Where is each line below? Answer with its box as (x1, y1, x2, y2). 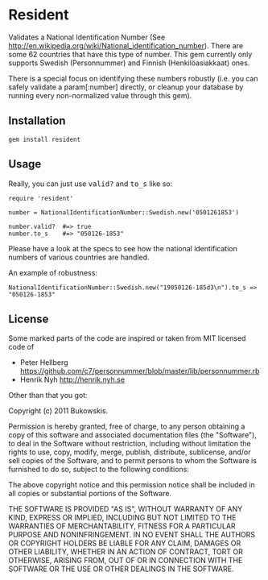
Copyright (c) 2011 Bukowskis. (8, 406, 109, 416)
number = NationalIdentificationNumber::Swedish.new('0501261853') (8, 208, 240, 217)
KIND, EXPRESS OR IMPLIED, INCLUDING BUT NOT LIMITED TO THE (8, 513, 237, 523)
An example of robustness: (8, 267, 98, 277)
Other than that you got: (8, 391, 88, 400)
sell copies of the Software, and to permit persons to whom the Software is (8, 456, 258, 466)
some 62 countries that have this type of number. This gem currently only (8, 49, 253, 59)
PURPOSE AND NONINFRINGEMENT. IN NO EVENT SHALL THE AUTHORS (8, 530, 256, 540)
